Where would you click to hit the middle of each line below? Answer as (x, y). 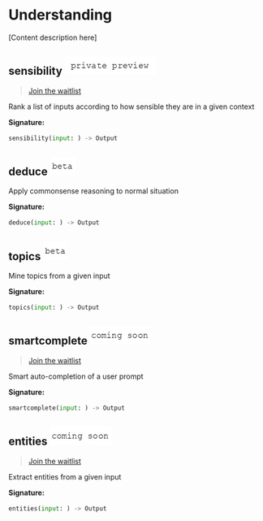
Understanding (60, 15)
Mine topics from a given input (60, 276)
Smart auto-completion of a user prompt (76, 376)
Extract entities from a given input (65, 476)
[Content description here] (53, 37)
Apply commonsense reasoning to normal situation (93, 191)
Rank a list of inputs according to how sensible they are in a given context (131, 106)
